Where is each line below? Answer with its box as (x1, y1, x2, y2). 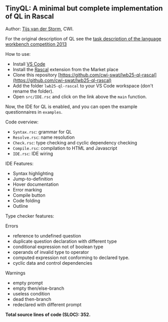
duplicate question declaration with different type (12, 238, 117, 244)
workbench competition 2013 (5, 41, 67, 47)
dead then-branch (12, 296, 52, 302)
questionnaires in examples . (5, 109, 63, 115)
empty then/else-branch (12, 285, 65, 291)
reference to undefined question (12, 232, 81, 239)
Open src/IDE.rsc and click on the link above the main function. (12, 93, 147, 99)
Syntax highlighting (12, 170, 54, 176)
